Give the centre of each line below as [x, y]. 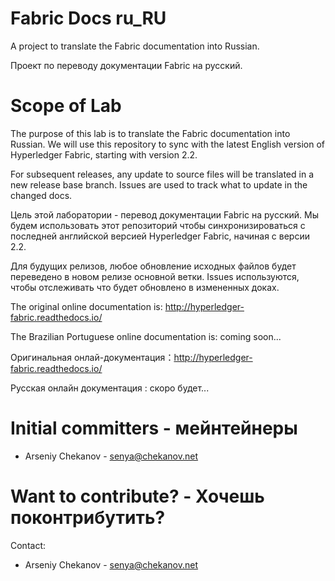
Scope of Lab [66, 106]
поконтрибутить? [88, 518]
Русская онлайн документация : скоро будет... [110, 388]
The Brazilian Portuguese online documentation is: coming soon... [146, 336]
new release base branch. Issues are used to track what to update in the [159, 184]
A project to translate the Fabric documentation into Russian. [135, 46]
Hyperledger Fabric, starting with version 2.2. [104, 154]
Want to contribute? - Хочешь [137, 496]
